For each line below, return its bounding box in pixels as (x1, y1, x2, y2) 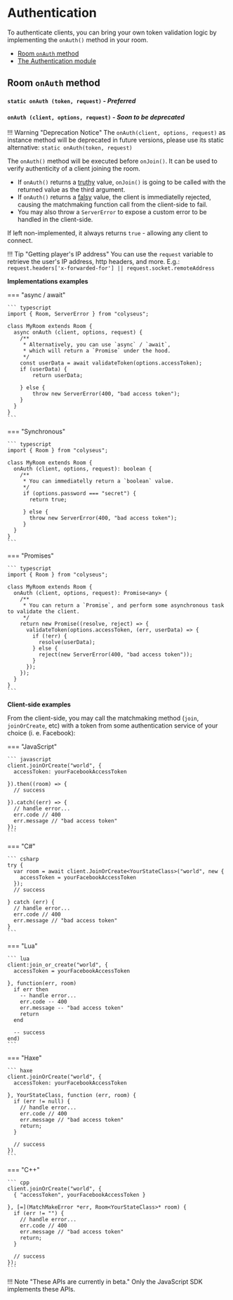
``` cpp (7, 1179, 30, 1186)
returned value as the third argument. (17, 185, 126, 194)
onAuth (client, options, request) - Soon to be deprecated (7, 112, 185, 121)
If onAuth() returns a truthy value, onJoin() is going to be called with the (17, 178, 226, 187)
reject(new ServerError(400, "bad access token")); (38, 651, 193, 658)
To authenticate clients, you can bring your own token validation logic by (7, 28, 217, 37)
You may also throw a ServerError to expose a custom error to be (17, 208, 207, 216)
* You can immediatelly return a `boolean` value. (22, 478, 174, 485)
